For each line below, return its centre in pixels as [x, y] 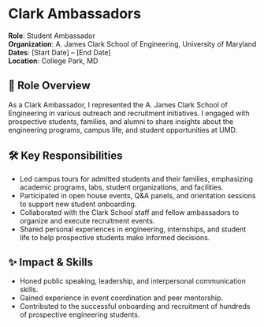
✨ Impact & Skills [50, 262]
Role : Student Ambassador [52, 36]
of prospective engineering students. [80, 315]
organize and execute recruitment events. [87, 220]
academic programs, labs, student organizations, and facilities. [121, 187]
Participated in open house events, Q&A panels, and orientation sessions [138, 195]
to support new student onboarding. [78, 204]
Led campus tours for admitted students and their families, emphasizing [136, 179]
